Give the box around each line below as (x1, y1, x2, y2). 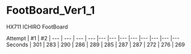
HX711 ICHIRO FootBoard (6, 23, 68, 30)
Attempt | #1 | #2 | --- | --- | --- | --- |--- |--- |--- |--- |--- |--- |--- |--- (6, 34, 180, 42)
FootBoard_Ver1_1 (6, 4, 95, 17)
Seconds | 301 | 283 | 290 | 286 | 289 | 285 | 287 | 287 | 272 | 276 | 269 (6, 41, 186, 48)
